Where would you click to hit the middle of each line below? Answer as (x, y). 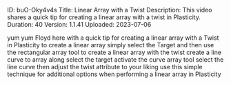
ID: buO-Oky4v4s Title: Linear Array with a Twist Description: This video (110, 10)
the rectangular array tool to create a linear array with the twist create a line (114, 52)
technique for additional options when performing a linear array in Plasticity (114, 74)
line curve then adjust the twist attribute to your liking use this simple (105, 67)
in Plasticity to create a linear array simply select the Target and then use (111, 45)
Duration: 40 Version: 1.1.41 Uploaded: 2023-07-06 (79, 24)
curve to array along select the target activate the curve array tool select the (115, 60)
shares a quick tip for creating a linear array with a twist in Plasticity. (104, 17)
